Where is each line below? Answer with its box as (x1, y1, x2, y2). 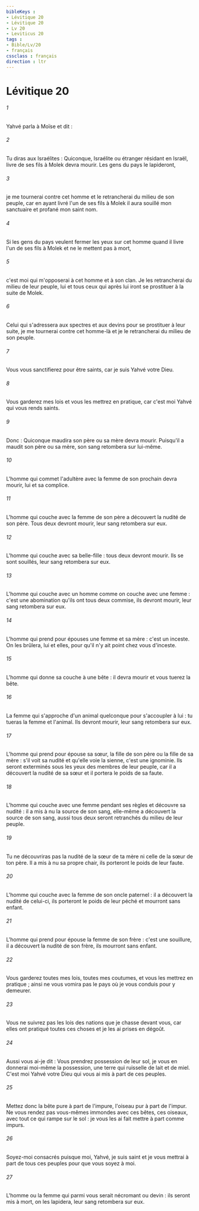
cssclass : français (6, 53, 58, 59)
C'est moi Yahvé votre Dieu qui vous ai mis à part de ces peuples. (6, 1070, 167, 1078)
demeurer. (6, 987, 31, 994)
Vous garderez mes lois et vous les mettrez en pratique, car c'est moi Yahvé (6, 398, 192, 405)
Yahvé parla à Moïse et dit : (6, 123, 73, 130)
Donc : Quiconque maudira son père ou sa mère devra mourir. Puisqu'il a (6, 436, 184, 444)
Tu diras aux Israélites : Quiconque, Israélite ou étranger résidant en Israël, (6, 155, 188, 162)
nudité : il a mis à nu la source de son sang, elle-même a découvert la (6, 808, 176, 815)
